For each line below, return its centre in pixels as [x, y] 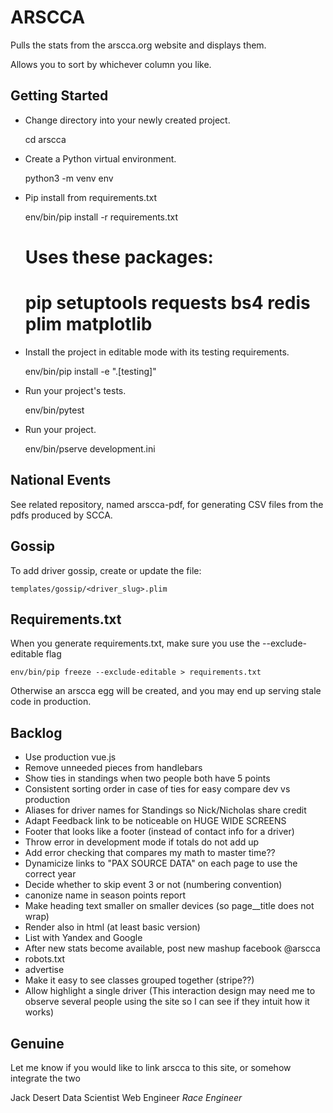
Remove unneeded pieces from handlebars [113, 768]
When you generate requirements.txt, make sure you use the [135, 643]
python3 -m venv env [69, 178]
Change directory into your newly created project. [127, 120]
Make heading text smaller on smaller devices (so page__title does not [169, 906]
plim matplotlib [88, 324]
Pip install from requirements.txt [91, 197]
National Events [61, 480]
